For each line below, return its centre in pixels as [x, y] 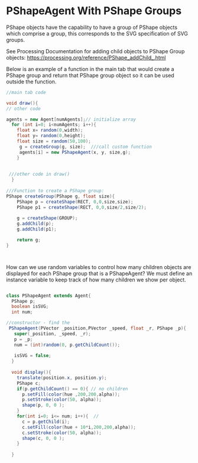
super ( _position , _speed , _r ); [53, 334]
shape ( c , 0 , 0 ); [43, 438]
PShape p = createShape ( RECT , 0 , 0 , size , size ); [75, 202]
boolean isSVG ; [30, 307]
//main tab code [26, 92]
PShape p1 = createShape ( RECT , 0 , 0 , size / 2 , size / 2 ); [82, 207]
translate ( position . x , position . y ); [62, 378]
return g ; [29, 240]
